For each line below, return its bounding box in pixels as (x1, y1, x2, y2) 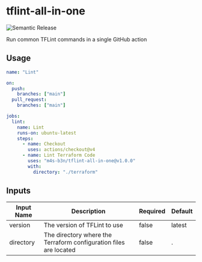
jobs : (6, 113, 20, 119)
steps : (17, 135, 34, 142)
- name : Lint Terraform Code (22, 152, 96, 159)
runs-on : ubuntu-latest (17, 130, 77, 136)
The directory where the (43, 231, 112, 239)
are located (43, 246, 76, 254)
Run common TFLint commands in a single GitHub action (6, 35, 147, 43)
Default (171, 207, 193, 216)
